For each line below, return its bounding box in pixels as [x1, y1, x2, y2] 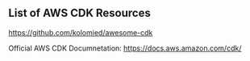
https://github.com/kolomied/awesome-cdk [8, 27, 153, 37]
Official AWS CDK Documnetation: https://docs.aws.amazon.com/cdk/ [8, 43, 242, 53]
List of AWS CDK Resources [8, 6, 151, 20]
